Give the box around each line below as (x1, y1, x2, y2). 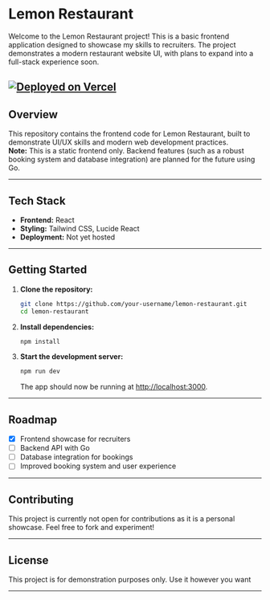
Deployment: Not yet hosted (19, 232, 116, 242)
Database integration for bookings (19, 452, 133, 462)
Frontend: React (19, 214, 75, 225)
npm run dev (19, 367, 60, 376)
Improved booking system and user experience (19, 461, 177, 471)
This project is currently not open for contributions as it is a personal (8, 514, 235, 524)
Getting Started (8, 263, 88, 277)
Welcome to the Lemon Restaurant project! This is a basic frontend (8, 31, 230, 41)
